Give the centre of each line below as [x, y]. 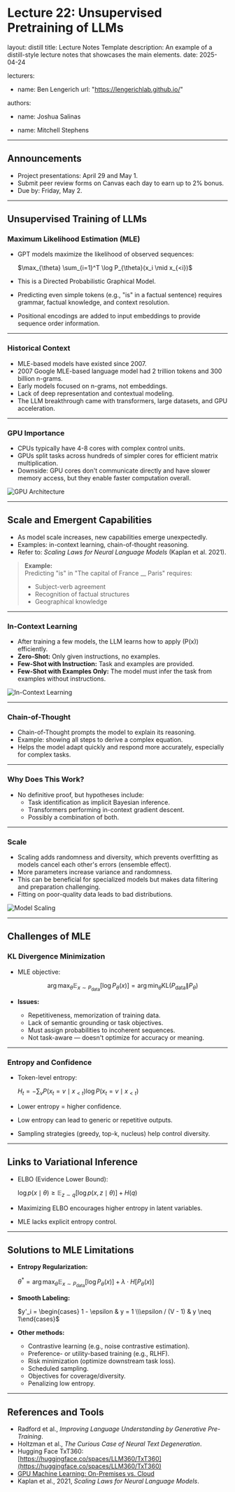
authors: [19, 102]
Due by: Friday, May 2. [50, 190]
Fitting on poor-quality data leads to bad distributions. [95, 895]
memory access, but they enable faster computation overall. [104, 478]
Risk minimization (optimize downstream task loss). [102, 1361]
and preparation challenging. [59, 887]
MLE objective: [39, 972]
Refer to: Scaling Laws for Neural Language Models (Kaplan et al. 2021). [122, 552]
